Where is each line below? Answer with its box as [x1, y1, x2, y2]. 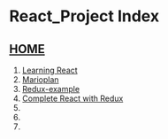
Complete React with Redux [21, 93, 124, 104]
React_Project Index [9, 6, 160, 27]
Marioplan [21, 74, 59, 85]
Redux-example [21, 84, 80, 94]
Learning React [21, 65, 78, 75]
